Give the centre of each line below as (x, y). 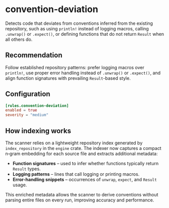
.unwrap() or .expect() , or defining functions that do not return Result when (85, 34)
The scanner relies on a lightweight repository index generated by (74, 143)
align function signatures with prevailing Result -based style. (68, 78)
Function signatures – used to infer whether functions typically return (86, 163)
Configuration (28, 94)
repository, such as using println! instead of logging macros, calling (77, 28)
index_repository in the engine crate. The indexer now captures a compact (83, 148)
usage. (20, 185)
